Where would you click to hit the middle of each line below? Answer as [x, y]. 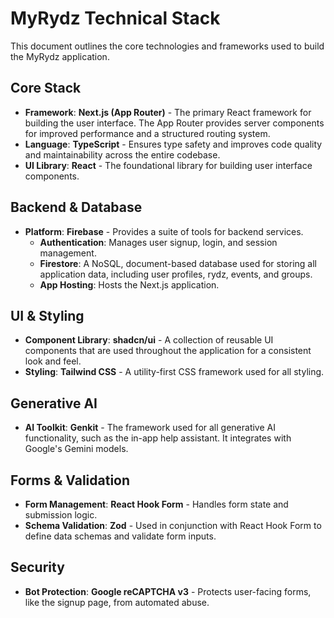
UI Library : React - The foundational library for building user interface [168, 165]
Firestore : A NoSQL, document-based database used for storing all [178, 263]
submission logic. [61, 515]
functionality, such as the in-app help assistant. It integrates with [158, 438]
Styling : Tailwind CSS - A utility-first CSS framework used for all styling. [174, 372]
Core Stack [46, 88]
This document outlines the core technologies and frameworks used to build [167, 46]
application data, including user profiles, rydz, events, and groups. [176, 274]
